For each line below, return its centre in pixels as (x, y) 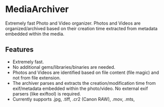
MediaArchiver (37, 9)
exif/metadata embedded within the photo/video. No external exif (80, 88)
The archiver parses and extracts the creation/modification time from (84, 83)
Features (19, 49)
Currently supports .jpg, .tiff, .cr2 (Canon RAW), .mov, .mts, (73, 99)
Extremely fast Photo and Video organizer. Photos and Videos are (73, 23)
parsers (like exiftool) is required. (47, 93)
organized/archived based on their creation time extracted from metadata (81, 28)
